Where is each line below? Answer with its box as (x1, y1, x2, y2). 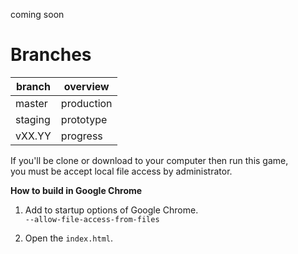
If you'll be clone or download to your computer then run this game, (10, 154, 289, 166)
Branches (10, 44, 92, 66)
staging (15, 112, 51, 126)
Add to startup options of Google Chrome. (24, 204, 199, 216)
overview (63, 79, 110, 93)
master (15, 96, 48, 110)
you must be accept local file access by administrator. (10, 165, 233, 177)
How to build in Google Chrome (10, 184, 143, 196)
